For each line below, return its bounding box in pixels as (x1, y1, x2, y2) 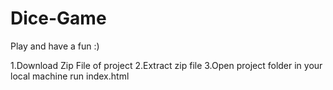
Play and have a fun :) (10, 40, 100, 52)
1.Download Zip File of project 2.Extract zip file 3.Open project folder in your (10, 59, 323, 71)
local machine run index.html (10, 70, 130, 82)
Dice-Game (10, 7, 107, 30)
